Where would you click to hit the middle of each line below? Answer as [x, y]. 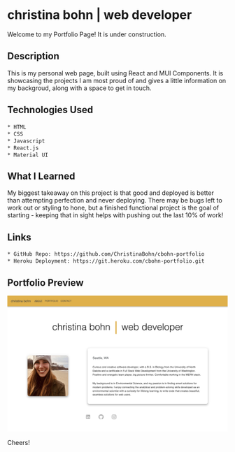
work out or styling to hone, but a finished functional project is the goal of [113, 208]
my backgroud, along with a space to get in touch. [79, 88]
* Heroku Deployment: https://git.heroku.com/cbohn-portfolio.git [106, 261]
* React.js [23, 148]
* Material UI [28, 155]
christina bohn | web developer [100, 15]
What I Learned [41, 176]
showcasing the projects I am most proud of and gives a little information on [117, 80]
